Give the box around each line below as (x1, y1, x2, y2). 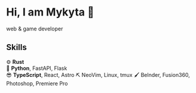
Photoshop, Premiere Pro (6, 80, 68, 87)
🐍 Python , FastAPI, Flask (6, 64, 68, 72)
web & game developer (6, 25, 63, 32)
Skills (6, 42, 27, 52)
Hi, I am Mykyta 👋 (6, 5, 94, 19)
